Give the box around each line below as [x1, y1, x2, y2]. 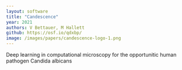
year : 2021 [6, 19, 33, 25]
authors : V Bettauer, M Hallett [6, 24, 85, 31]
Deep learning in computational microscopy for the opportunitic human [6, 51, 177, 58]
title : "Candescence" [6, 14, 59, 20]
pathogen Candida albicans [6, 57, 72, 64]
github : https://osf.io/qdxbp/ [6, 30, 82, 36]
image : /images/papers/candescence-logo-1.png [6, 35, 121, 41]
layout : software [6, 8, 48, 14]
